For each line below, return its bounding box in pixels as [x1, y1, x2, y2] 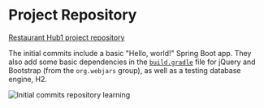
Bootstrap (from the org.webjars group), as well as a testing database [8, 65, 241, 75]
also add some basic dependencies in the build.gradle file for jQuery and [8, 57, 256, 67]
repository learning [66, 89, 131, 99]
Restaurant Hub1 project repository [8, 32, 125, 42]
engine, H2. [8, 74, 47, 84]
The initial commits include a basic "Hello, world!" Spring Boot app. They [8, 48, 252, 58]
